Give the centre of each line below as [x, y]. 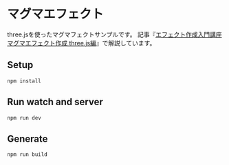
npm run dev [24, 118]
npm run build [28, 155]
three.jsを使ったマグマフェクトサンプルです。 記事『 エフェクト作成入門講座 [115, 34]
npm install [24, 81]
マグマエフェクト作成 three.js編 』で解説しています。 [81, 43]
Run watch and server [55, 102]
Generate [28, 139]
